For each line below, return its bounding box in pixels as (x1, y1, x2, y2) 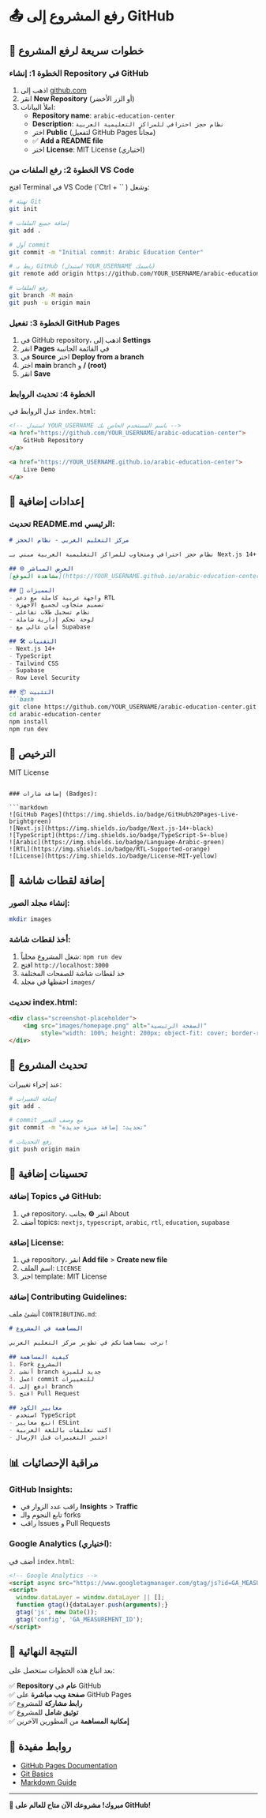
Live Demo (23, 465, 56, 473)
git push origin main (9, 1145, 81, 1154)
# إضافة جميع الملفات (9, 219, 69, 227)
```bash (9, 696, 35, 704)
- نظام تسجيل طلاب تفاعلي (9, 608, 91, 617)
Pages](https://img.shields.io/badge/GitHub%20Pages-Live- (40, 811, 239, 819)
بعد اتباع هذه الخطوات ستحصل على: (9, 1666, 115, 1675)
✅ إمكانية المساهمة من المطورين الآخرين (9, 1716, 129, 1726)
